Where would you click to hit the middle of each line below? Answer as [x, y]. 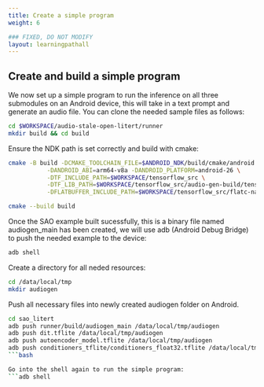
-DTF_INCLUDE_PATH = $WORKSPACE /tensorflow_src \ [126, 178]
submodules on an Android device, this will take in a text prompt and [119, 104]
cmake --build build [42, 206]
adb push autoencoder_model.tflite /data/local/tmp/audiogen [110, 341]
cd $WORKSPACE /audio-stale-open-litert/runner [86, 127]
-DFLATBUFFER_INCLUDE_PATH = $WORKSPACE [110, 192]
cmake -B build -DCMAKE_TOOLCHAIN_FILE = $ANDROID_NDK [96, 163]
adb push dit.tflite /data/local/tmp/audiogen [86, 334]
